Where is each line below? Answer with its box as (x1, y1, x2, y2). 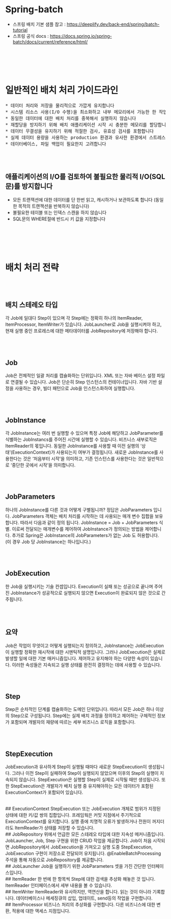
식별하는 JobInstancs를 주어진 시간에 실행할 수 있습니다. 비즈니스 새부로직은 (5, 436, 157, 443)
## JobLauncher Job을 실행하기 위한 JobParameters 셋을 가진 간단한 (5, 863, 147, 869)
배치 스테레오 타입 (5, 301, 58, 309)
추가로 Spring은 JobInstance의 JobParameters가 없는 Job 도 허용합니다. (12, 532, 159, 538)
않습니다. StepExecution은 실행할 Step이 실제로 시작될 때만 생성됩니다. (18, 776, 160, 783)
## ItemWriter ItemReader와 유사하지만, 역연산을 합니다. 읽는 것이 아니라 (5, 889, 152, 895)
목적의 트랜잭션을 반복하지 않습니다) (18, 203, 90, 209)
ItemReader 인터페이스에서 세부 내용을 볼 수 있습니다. (5, 882, 112, 888)
